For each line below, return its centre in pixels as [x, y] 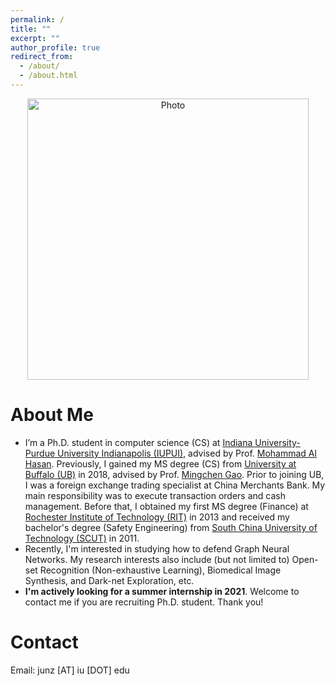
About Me [52, 415]
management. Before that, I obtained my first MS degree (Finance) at [166, 506]
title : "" [31, 29]
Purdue [40, 453]
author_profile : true [55, 47]
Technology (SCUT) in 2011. [82, 538]
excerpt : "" [35, 38]
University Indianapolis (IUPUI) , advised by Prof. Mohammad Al [187, 453]
